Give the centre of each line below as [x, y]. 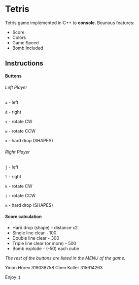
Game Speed [25, 42]
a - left [12, 102]
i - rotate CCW [20, 196]
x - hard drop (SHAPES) [29, 141]
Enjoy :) [13, 277]
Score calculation [23, 216]
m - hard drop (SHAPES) [29, 205]
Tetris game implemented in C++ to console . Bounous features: [70, 23]
